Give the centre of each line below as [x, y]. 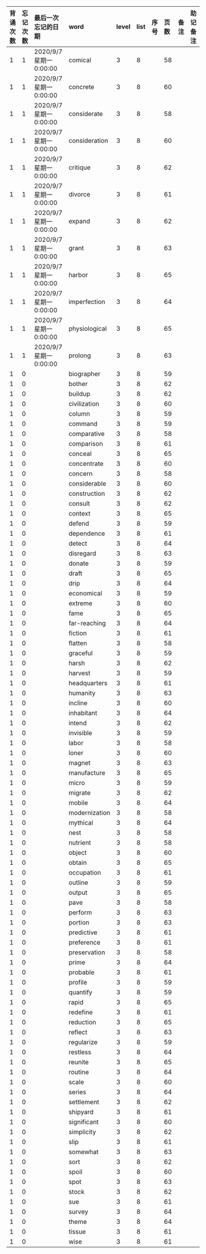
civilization [84, 404]
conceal [80, 454]
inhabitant [83, 713]
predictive [83, 932]
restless [80, 1052]
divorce [79, 194]
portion [79, 922]
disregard [82, 553]
